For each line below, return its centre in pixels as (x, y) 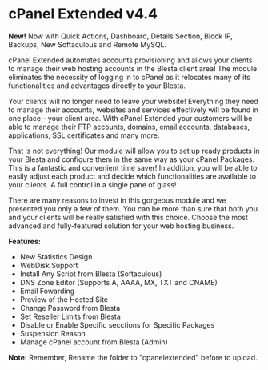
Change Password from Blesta (70, 308)
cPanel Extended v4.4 (83, 14)
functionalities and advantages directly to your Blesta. (97, 86)
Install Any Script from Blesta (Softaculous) (91, 274)
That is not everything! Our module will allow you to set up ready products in (134, 151)
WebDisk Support (49, 265)
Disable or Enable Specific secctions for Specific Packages (117, 324)
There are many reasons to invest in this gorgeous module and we (117, 200)
